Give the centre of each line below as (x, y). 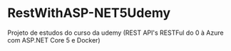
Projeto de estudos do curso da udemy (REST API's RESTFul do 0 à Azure (115, 33)
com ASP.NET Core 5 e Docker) (54, 40)
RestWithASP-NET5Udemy (89, 13)
